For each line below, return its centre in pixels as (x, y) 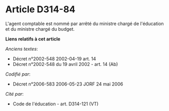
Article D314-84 (40, 9)
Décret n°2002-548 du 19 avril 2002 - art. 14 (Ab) (65, 64)
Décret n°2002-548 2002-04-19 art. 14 (54, 59)
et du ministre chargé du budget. (40, 29)
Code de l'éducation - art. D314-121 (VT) (55, 104)
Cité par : (15, 94)
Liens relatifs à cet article (33, 39)
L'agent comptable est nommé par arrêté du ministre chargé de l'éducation (85, 24)
